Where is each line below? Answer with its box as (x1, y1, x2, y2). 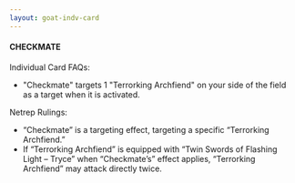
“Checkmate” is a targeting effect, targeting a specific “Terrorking (22, 124, 270, 135)
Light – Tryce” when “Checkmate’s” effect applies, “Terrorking (22, 153, 256, 164)
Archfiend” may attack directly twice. (22, 163, 162, 174)
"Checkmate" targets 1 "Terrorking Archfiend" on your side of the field (22, 79, 287, 90)
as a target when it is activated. (22, 88, 141, 100)
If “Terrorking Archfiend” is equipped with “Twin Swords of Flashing (22, 143, 278, 155)
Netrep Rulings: (9, 107, 68, 117)
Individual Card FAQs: (9, 61, 91, 73)
